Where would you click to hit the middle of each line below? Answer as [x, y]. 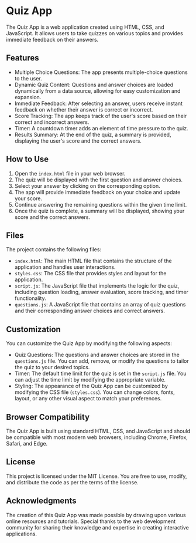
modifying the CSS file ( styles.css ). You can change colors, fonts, [95, 392]
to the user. [28, 78]
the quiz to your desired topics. [52, 367]
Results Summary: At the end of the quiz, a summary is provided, [93, 134]
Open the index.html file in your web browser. [70, 173]
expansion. [28, 97]
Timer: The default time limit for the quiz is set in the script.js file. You [100, 373]
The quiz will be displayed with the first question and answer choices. [99, 180]
